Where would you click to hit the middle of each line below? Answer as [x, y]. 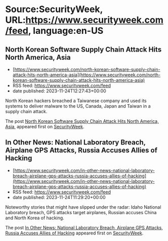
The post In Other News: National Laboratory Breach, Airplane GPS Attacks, [84, 227]
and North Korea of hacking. [35, 218]
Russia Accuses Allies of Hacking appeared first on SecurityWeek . [74, 233]
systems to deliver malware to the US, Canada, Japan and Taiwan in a [78, 106]
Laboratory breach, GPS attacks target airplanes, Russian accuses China [81, 212]
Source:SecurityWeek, [54, 9]
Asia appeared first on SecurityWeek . [45, 127]
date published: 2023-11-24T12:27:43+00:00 [59, 91]
